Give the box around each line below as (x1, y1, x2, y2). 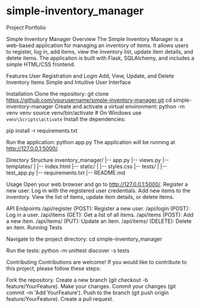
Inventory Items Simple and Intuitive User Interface (6, 79, 131, 86)
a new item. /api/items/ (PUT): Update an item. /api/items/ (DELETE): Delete (6, 217, 192, 225)
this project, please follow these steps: (6, 265, 101, 272)
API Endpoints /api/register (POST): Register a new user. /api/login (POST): (6, 204, 190, 212)
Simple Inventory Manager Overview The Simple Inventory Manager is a (6, 35, 183, 42)
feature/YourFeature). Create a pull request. (6, 295, 114, 302)
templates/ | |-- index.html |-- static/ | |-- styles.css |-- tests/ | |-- (6, 163, 167, 170)
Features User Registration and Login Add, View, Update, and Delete (6, 72, 174, 79)
